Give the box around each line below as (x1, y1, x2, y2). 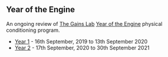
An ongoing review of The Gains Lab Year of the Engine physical (6, 20, 163, 27)
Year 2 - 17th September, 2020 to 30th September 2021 (14, 44, 150, 51)
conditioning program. (6, 26, 60, 33)
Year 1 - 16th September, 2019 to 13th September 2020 (14, 38, 148, 45)
